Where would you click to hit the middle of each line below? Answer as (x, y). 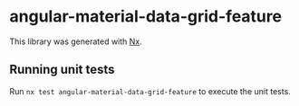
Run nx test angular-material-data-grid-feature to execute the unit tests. (150, 91)
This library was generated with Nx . (76, 41)
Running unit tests (62, 70)
